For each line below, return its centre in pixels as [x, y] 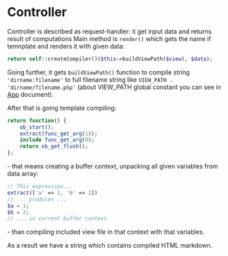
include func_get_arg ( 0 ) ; [57, 140]
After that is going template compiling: [62, 108]
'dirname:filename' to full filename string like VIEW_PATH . [90, 79]
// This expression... [40, 186]
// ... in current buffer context [57, 219]
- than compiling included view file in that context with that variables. [106, 232]
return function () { [37, 120]
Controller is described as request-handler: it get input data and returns [109, 31]
